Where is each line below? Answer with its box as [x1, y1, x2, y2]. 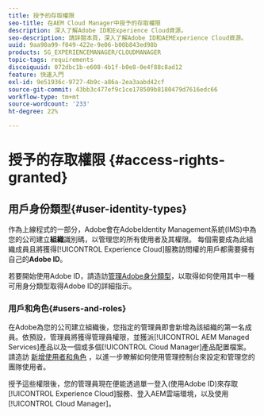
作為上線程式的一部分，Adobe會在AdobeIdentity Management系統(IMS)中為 [8, 225, 257, 234]
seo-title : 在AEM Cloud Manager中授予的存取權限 [8, 19, 161, 27]
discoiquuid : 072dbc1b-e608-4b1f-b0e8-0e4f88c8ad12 [8, 64, 182, 71]
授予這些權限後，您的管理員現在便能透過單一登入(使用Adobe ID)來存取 [8, 379, 239, 389]
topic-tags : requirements [8, 56, 94, 64]
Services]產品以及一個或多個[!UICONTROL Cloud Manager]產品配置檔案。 [8, 342, 251, 352]
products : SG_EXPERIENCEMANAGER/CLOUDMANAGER [8, 48, 161, 56]
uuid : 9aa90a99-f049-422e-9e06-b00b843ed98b [8, 41, 158, 49]
